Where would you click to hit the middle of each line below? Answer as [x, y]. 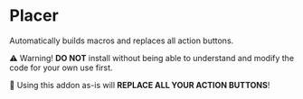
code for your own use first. [61, 67]
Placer [34, 16]
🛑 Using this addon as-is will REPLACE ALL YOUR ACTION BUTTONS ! [140, 85]
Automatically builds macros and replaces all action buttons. [122, 40]
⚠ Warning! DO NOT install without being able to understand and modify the [152, 58]
